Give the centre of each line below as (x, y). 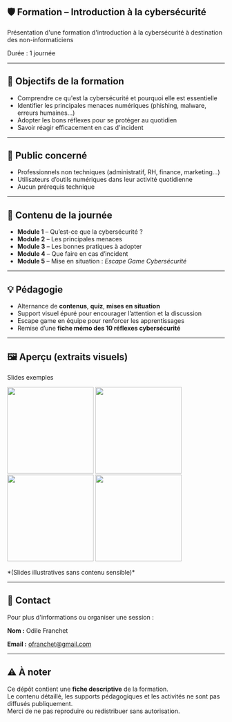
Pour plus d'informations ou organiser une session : (80, 617)
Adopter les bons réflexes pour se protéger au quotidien (97, 120)
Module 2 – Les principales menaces (70, 239)
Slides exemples (30, 377)
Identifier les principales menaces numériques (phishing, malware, (112, 105)
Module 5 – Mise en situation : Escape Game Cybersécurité (102, 261)
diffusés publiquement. (40, 703)
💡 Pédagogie (35, 289)
